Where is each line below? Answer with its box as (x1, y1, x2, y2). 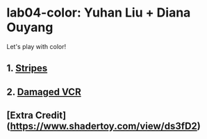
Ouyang (6, 19, 53, 35)
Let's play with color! (6, 42, 67, 50)
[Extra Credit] (6, 109, 67, 122)
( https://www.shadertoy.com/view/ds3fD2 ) (6, 120, 201, 132)
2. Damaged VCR (6, 86, 81, 98)
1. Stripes (6, 62, 48, 74)
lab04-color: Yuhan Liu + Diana (6, 5, 191, 21)
